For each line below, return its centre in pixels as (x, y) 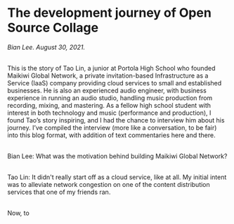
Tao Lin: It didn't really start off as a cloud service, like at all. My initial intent (117, 177)
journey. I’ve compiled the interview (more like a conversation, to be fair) (112, 127)
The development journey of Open (110, 13)
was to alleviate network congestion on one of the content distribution (109, 184)
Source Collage (53, 28)
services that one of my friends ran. (59, 192)
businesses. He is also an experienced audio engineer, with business (107, 90)
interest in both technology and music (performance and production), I (109, 113)
